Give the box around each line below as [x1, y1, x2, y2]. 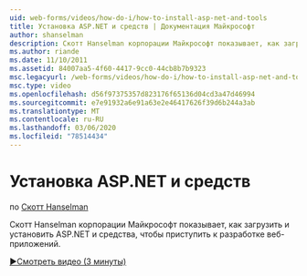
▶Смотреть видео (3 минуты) [9, 256, 127, 267]
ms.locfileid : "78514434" [9, 132, 108, 141]
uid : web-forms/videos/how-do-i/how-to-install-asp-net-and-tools [9, 13, 268, 23]
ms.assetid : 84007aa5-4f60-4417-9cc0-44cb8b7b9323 [9, 65, 206, 74]
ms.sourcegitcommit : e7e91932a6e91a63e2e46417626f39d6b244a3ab [9, 97, 256, 107]
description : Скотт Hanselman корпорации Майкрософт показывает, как [9, 38, 281, 48]
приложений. [9, 238, 61, 249]
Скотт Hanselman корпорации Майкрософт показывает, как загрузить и [9, 219, 290, 230]
